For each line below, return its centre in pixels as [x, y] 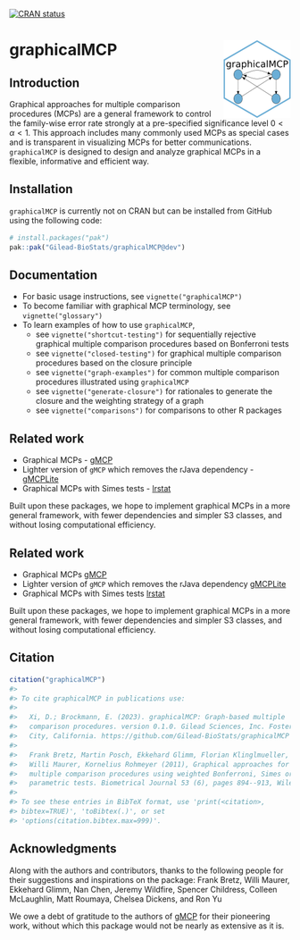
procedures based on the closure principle [114, 363]
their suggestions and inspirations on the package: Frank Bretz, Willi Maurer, [150, 879]
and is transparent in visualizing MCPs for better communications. [130, 142]
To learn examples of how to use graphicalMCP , [108, 325]
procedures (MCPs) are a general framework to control [110, 113]
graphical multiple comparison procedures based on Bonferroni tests [162, 344]
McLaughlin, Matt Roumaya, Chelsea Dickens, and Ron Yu [116, 899]
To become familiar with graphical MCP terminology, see [126, 306]
